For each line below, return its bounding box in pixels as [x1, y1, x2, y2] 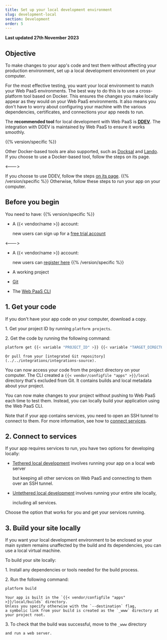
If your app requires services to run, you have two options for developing [5, 446, 155, 452]
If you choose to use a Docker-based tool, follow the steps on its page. [5, 154, 150, 160]
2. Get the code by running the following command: [5, 335, 111, 341]
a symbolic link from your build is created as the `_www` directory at [5, 608, 159, 613]
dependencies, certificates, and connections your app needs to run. [5, 109, 145, 115]
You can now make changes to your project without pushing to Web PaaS [5, 392, 156, 398]
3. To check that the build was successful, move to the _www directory [5, 621, 147, 627]
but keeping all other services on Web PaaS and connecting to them [12, 475, 152, 481]
